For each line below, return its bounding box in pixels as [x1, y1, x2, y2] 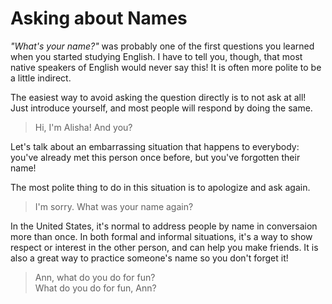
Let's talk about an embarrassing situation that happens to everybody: [10, 140, 300, 152]
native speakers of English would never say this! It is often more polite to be [10, 61, 322, 73]
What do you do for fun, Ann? [34, 282, 157, 294]
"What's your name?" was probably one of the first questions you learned [10, 40, 315, 52]
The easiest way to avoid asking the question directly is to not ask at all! [10, 91, 307, 103]
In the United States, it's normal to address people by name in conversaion [10, 220, 318, 232]
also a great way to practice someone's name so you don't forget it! [10, 252, 289, 264]
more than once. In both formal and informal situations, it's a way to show [10, 230, 313, 242]
